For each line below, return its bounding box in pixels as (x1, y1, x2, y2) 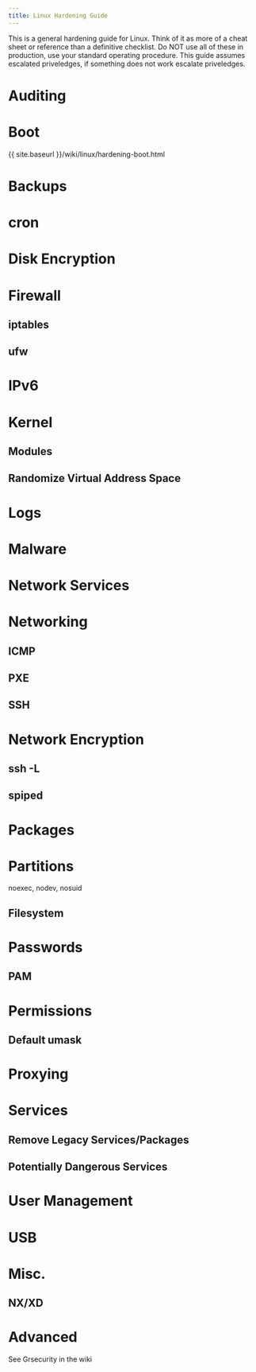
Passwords (8, 939, 83, 957)
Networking (8, 613, 89, 631)
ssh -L (8, 761, 40, 775)
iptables (8, 317, 50, 331)
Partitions (8, 857, 74, 875)
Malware (8, 540, 67, 558)
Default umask (8, 1033, 82, 1047)
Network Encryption (8, 730, 144, 748)
